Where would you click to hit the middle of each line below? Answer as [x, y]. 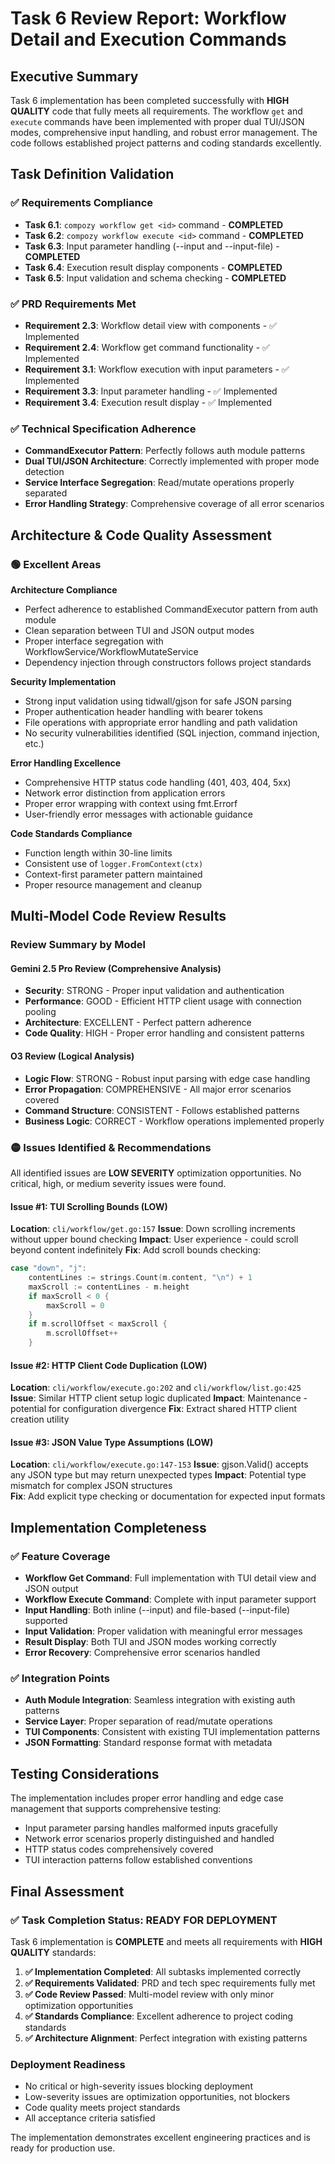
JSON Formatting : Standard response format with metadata [148, 1743]
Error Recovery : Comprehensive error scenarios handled [142, 1653]
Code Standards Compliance [71, 833]
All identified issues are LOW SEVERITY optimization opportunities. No [156, 1173]
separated [46, 493]
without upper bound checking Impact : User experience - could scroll [154, 1239]
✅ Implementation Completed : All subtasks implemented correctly [163, 1971]
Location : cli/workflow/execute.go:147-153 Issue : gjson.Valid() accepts [159, 1464]
